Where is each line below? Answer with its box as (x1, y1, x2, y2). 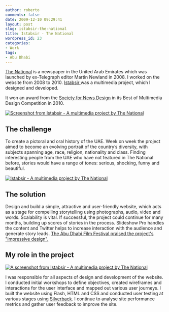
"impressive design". (5, 236, 49, 242)
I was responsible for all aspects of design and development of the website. (5, 274, 163, 280)
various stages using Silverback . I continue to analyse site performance (5, 296, 155, 302)
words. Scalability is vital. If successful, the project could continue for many (5, 214, 163, 220)
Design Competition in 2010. (5, 100, 64, 106)
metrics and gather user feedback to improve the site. (5, 301, 118, 307)
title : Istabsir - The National (5, 31, 74, 36)
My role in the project (5, 250, 74, 260)
